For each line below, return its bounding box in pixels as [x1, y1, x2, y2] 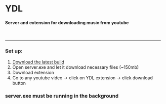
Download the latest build [12, 59, 64, 65]
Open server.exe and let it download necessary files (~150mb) [12, 64, 139, 70]
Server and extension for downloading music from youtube [5, 19, 129, 25]
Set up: [5, 48, 23, 54]
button [12, 80, 26, 86]
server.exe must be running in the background [5, 92, 119, 99]
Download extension [12, 69, 54, 75]
